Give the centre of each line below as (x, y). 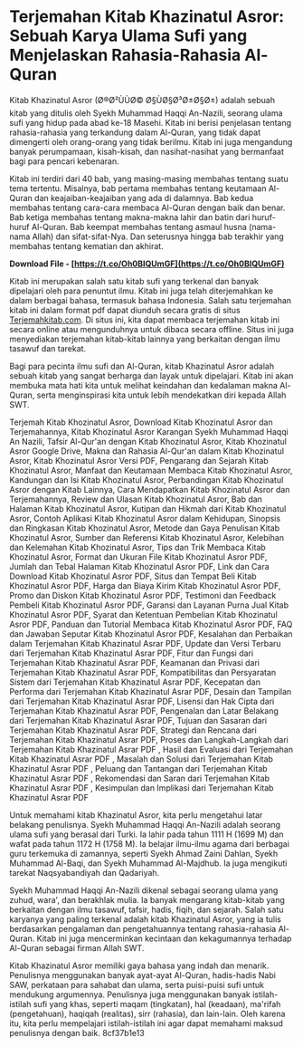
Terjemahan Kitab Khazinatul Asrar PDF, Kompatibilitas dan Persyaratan (143, 672)
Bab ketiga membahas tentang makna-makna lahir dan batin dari (130, 217)
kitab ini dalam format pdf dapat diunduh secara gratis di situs (125, 310)
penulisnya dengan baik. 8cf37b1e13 (77, 1033)
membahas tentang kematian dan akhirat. (87, 245)
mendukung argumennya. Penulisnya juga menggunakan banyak (130, 994)
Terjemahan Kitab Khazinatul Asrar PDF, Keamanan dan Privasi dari (135, 662)
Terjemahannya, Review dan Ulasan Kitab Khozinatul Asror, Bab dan (136, 499)
